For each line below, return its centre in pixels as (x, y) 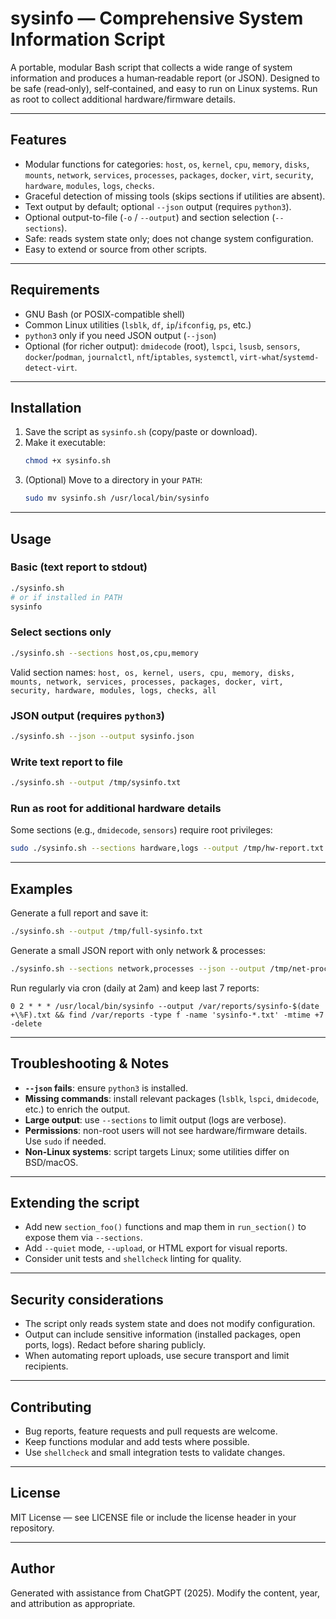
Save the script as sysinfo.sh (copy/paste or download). (141, 432)
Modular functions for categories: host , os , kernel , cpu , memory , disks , (167, 164)
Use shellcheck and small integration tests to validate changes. (155, 1452)
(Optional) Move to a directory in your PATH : (113, 480)
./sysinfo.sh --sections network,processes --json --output (138, 968)
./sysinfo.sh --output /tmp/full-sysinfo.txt (106, 931)
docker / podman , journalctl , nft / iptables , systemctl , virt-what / (154, 356)
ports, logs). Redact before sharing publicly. (115, 1345)
